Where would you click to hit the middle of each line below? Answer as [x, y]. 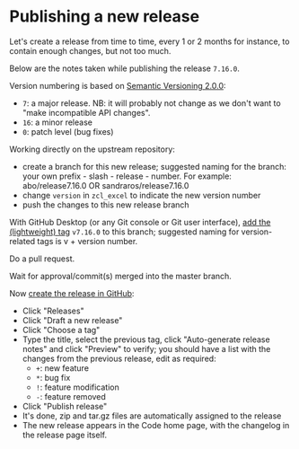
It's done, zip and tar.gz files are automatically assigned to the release [152, 416]
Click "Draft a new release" [72, 320]
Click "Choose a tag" [61, 330]
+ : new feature [62, 368]
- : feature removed [70, 396]
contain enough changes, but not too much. [90, 50]
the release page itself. [65, 435]
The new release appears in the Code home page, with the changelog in [156, 425]
